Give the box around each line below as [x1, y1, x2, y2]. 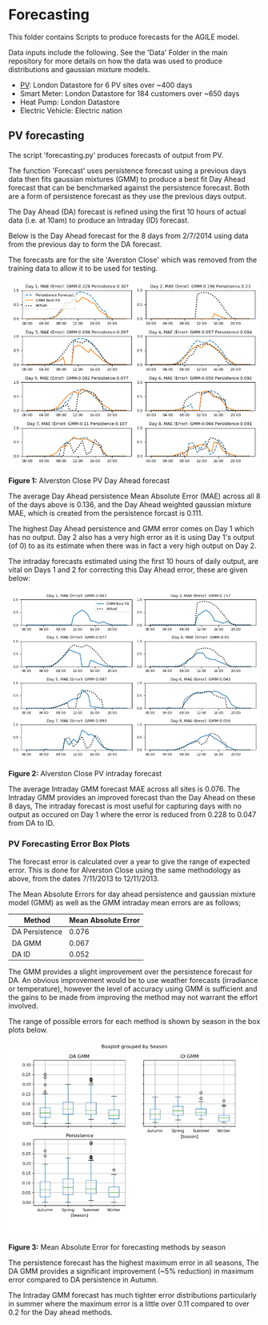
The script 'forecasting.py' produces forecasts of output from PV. [8, 150, 224, 159]
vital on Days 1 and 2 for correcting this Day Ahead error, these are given [8, 565, 248, 574]
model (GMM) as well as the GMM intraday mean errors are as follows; [8, 897, 242, 907]
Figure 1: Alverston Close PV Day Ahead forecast [8, 475, 170, 485]
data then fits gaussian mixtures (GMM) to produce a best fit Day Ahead [8, 174, 246, 183]
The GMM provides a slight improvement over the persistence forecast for [8, 967, 253, 977]
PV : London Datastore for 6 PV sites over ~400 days [19, 80, 193, 90]
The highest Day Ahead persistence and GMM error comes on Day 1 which [8, 523, 254, 534]
